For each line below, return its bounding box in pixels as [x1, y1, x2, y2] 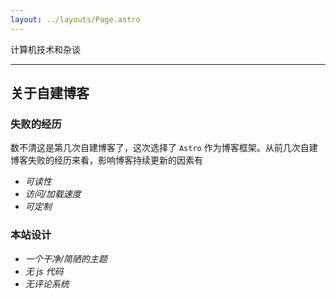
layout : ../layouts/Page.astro [10, 14, 141, 25]
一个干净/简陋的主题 [24, 252, 108, 265]
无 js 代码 [24, 265, 64, 277]
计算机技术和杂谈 [10, 43, 81, 55]
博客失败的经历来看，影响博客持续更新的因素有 [10, 154, 203, 166]
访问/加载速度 [24, 188, 82, 200]
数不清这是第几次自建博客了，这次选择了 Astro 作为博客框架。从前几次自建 [10, 142, 318, 154]
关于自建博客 [10, 85, 90, 102]
